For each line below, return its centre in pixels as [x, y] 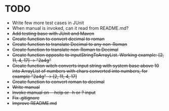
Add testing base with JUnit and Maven [53, 33]
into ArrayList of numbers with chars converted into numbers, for [80, 71]
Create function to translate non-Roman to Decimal [65, 49]
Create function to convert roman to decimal [58, 82]
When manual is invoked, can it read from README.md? [70, 28]
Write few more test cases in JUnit [48, 23]
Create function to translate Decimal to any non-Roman [70, 44]
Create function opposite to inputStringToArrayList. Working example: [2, [88, 55]
